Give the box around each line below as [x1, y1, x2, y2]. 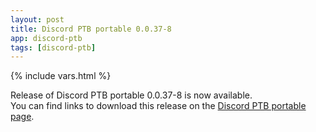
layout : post [10, 14, 65, 25]
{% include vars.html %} [10, 70, 112, 82]
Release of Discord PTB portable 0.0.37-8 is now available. [10, 89, 253, 101]
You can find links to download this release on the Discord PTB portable [10, 100, 307, 112]
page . [10, 111, 35, 123]
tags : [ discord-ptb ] [10, 42, 97, 53]
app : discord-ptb [10, 33, 83, 43]
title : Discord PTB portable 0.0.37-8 [10, 24, 172, 34]
